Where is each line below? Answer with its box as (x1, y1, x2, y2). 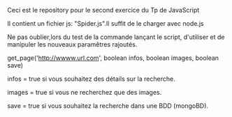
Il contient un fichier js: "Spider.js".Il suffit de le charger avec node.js (7, 19, 204, 27)
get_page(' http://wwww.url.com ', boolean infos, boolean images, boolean (7, 54, 219, 62)
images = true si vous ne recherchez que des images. (7, 88, 162, 96)
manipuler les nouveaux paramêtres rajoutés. (7, 40, 138, 48)
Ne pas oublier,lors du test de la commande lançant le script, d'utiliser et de (7, 33, 225, 41)
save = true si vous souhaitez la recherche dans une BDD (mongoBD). (7, 102, 208, 110)
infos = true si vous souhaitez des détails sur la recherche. (7, 75, 176, 83)
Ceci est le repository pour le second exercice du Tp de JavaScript (7, 6, 200, 14)
